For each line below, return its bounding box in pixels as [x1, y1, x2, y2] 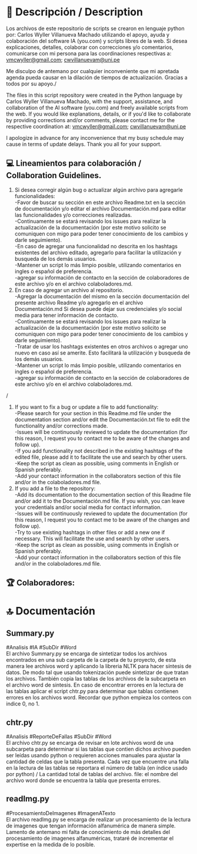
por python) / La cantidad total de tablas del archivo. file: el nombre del [6, 770, 178, 777]
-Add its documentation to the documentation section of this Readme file [14, 491, 191, 498]
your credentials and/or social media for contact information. [14, 504, 162, 511]
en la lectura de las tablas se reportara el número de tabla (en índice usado [6, 764, 188, 771]
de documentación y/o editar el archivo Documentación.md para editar [14, 205, 186, 212]
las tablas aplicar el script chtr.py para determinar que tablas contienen [6, 688, 179, 695]
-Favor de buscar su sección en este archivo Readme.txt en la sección [14, 199, 186, 206]
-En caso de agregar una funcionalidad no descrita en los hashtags [14, 242, 178, 249]
